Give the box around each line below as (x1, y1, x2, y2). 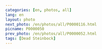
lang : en (5, 12, 24, 17)
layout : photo (5, 17, 36, 22)
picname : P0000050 (5, 27, 44, 32)
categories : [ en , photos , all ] (5, 7, 72, 13)
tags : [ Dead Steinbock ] (5, 36, 56, 41)
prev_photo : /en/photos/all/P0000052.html (5, 31, 97, 36)
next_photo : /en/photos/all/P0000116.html (5, 21, 97, 27)
